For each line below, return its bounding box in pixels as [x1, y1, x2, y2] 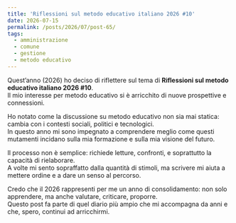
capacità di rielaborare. [7, 156, 75, 164]
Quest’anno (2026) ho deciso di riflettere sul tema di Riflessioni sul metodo [7, 76, 229, 84]
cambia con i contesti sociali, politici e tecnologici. [7, 120, 154, 128]
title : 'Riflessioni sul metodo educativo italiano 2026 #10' [7, 10, 195, 18]
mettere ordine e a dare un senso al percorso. [7, 171, 141, 179]
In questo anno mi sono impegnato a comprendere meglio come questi [7, 127, 215, 135]
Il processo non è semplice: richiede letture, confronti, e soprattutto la [7, 148, 212, 156]
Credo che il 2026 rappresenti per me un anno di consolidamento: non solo [7, 185, 227, 193]
